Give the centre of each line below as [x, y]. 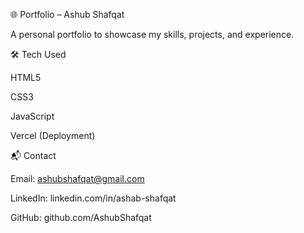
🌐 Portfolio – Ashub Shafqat [67, 14]
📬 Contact [33, 155]
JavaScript [32, 116]
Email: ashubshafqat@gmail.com [77, 178]
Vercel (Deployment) [53, 135]
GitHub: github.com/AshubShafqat [81, 217]
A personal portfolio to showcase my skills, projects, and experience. [152, 34]
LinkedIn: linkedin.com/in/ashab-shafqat [93, 198]
